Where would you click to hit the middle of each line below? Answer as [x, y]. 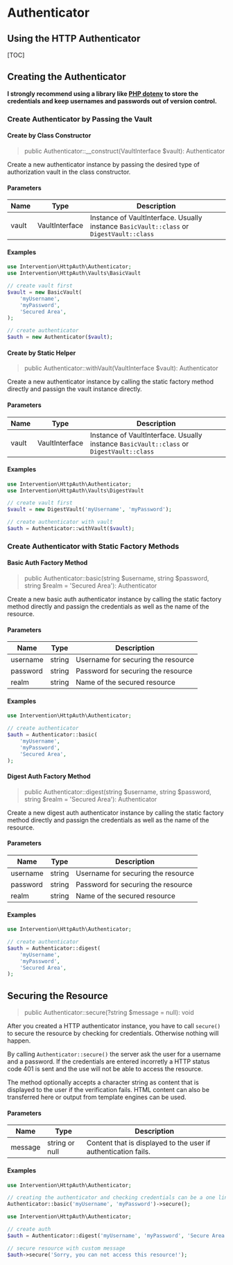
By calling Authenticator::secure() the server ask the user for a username [114, 1055]
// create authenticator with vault [60, 522]
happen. [19, 1041]
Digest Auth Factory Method [49, 777]
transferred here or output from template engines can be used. [97, 1097]
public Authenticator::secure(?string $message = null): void [109, 1013]
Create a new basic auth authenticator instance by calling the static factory [114, 600]
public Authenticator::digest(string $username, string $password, [118, 792]
